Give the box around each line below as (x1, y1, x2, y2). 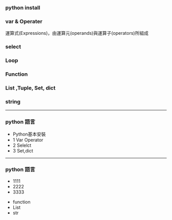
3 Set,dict (12, 147, 33, 153)
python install (5, 4, 40, 11)
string (5, 98, 20, 105)
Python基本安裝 (12, 131, 46, 137)
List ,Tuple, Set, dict (5, 84, 56, 91)
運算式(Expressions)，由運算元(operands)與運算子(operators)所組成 (5, 30, 148, 36)
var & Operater (5, 17, 42, 25)
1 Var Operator (12, 137, 44, 143)
